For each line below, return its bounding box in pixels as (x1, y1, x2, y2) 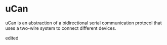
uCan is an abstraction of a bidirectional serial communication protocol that (5, 20, 162, 26)
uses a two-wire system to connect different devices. (5, 25, 116, 31)
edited (5, 35, 19, 41)
